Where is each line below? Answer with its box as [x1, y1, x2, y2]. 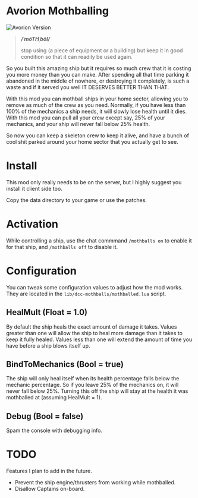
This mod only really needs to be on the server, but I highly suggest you [6, 178, 182, 185]
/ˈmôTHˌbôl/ [20, 35, 51, 42]
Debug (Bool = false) [6, 411, 84, 421]
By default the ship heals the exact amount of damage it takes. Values [6, 323, 177, 330]
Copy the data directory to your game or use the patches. [6, 196, 147, 203]
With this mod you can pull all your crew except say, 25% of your [6, 114, 165, 121]
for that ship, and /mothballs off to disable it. [6, 243, 118, 250]
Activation [6, 218, 58, 231]
